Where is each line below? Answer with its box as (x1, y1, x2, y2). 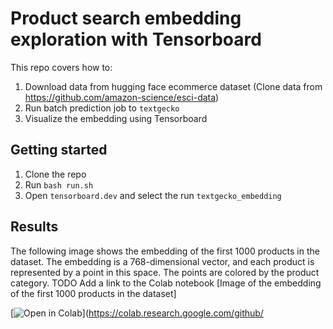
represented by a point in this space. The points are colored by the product (10, 266, 320, 278)
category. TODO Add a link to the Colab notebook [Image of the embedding (10, 277, 322, 289)
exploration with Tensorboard (10, 28, 262, 51)
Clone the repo (24, 168, 87, 180)
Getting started (10, 142, 108, 159)
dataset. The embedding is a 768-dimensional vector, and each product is (10, 255, 315, 267)
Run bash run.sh (24, 178, 94, 191)
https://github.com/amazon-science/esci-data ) (24, 91, 220, 103)
